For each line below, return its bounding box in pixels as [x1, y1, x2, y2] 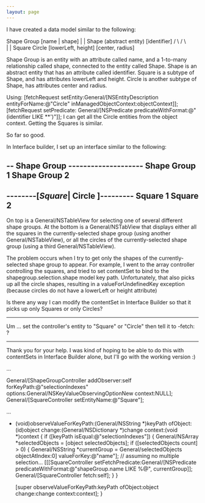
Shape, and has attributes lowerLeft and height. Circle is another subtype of [6, 75, 197, 82]
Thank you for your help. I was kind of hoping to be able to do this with [6, 346, 184, 354]
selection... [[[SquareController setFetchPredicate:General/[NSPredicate [15, 458, 197, 466]
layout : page [6, 9, 40, 15]
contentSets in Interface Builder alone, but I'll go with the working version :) [6, 353, 196, 360]
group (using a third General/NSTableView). [6, 242, 116, 250]
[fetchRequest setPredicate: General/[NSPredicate [6, 106, 133, 113]
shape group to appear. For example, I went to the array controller [29, 260, 195, 268]
